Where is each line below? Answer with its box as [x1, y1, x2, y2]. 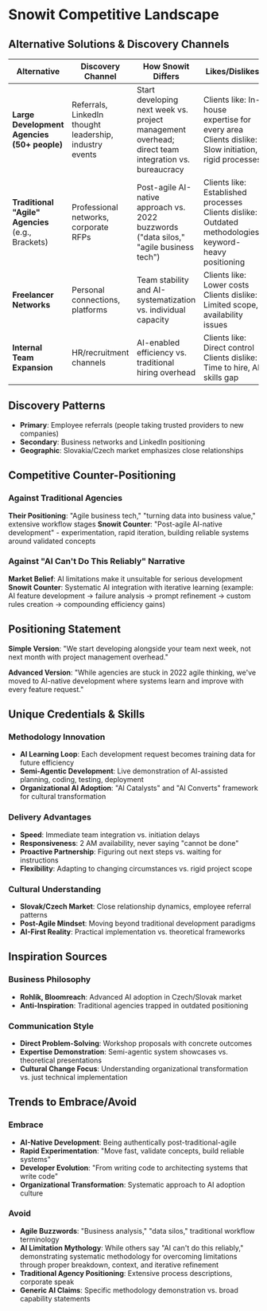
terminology [19, 1235, 60, 1244]
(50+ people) [12, 139, 64, 150]
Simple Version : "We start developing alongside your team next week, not [8, 644, 252, 653]
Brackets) [12, 237, 49, 248]
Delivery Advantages [8, 812, 91, 823]
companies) [19, 429, 60, 438]
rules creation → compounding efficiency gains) [8, 599, 165, 609]
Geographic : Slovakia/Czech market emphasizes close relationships [19, 445, 244, 455]
